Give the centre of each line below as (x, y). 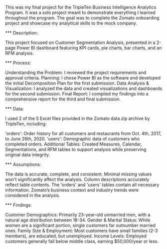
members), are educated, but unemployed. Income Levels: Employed (76, 236)
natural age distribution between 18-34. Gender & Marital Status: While (78, 220)
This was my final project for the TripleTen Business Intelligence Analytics (81, 7)
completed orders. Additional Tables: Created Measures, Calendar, (74, 144)
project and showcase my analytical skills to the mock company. (71, 23)
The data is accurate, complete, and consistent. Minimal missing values (79, 174)
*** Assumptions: (23, 164)
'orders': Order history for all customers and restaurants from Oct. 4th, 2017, (83, 133)
